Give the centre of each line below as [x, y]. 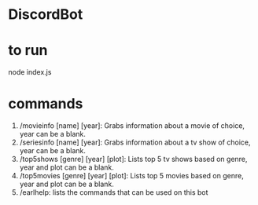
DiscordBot [46, 15]
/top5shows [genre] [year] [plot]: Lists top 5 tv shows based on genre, [133, 159]
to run [28, 51]
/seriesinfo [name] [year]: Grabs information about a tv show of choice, [135, 142]
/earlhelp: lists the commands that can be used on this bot [114, 192]
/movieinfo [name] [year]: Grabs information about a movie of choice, [132, 126]
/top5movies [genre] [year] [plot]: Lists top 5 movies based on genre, [131, 176]
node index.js [30, 72]
